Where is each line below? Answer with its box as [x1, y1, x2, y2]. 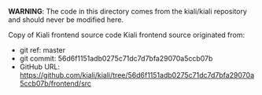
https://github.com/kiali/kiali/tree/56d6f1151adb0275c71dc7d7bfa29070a [19, 71, 254, 79]
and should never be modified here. [8, 15, 124, 24]
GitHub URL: [19, 62, 61, 71]
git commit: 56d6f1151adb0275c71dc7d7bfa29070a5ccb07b [19, 54, 213, 63]
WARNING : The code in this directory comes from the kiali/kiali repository [8, 7, 248, 16]
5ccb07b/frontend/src [19, 79, 92, 88]
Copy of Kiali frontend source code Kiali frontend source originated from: [8, 31, 245, 39]
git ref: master [19, 46, 66, 54]
